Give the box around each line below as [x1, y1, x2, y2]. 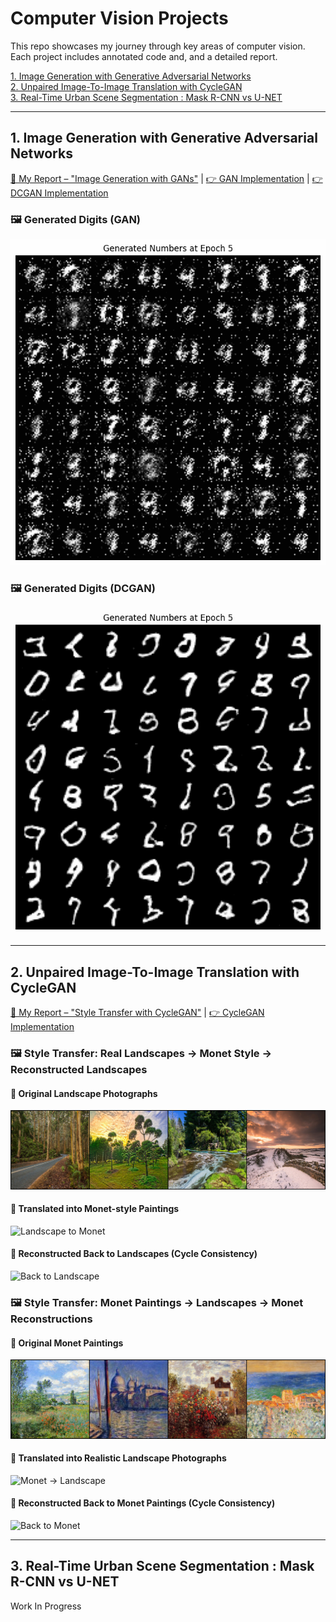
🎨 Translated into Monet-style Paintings [10, 1203, 180, 1215]
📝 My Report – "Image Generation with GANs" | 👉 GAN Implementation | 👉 [10, 172, 323, 184]
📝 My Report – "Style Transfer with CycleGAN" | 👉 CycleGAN [10, 1007, 265, 1018]
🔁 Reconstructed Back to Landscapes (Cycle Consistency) [10, 1248, 258, 1260]
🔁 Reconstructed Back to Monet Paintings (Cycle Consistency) [10, 1497, 276, 1509]
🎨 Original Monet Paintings [10, 1337, 124, 1349]
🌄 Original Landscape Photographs [10, 1087, 158, 1099]
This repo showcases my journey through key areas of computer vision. [10, 40, 306, 52]
